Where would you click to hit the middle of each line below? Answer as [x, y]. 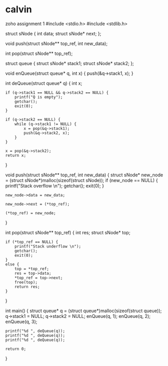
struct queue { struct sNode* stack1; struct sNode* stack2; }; [70, 63]
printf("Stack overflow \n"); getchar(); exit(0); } [55, 186]
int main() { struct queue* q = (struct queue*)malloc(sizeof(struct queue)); [84, 311]
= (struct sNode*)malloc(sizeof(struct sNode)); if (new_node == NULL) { [82, 180]
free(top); [26, 282]
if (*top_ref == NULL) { [32, 242]
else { [12, 264]
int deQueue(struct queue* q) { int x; [44, 83]
